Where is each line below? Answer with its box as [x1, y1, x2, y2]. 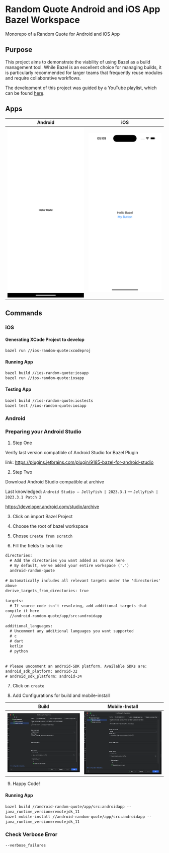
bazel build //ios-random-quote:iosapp [5, 371, 89, 376]
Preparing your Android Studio [5, 428, 81, 435]
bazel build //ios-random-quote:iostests [5, 398, 94, 403]
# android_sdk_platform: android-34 [5, 674, 82, 679]
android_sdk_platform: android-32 [5, 669, 78, 674]
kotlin [10, 644, 24, 649]
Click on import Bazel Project [12, 513, 73, 519]
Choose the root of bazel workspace [12, 523, 89, 529]
